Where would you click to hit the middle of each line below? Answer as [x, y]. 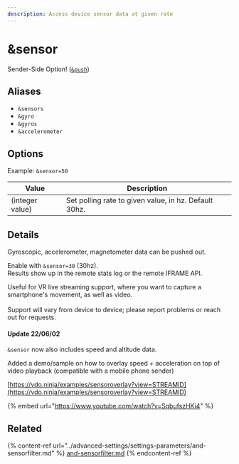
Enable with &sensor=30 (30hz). [53, 265]
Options [26, 154]
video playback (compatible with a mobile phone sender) [91, 371]
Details [23, 235]
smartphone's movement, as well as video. [70, 294]
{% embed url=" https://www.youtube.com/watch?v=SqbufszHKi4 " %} [111, 406]
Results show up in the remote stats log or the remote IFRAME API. [105, 273]
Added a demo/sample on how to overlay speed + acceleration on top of [114, 364]
